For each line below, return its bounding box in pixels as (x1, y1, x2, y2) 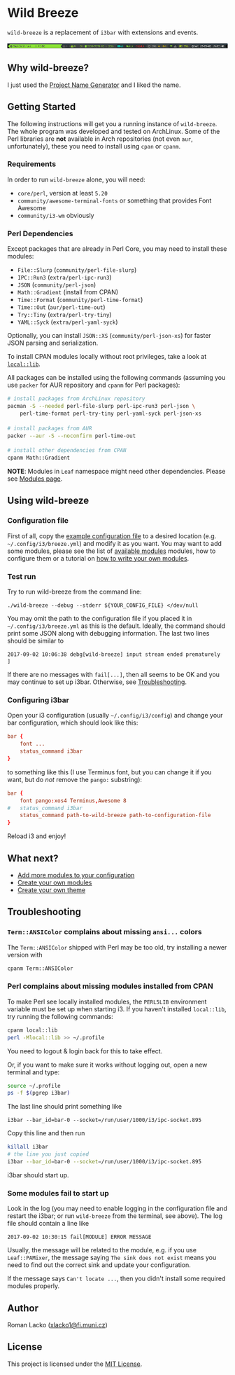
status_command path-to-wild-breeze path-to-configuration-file (20, 812, 211, 819)
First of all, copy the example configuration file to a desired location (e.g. (7, 531, 217, 540)
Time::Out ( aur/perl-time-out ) (17, 303, 106, 311)
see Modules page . (7, 474, 63, 483)
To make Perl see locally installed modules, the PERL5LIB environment (7, 997, 207, 1006)
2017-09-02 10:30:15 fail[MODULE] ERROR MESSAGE (7, 1233, 152, 1241)
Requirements (7, 159, 57, 169)
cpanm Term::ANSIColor (7, 965, 73, 972)
